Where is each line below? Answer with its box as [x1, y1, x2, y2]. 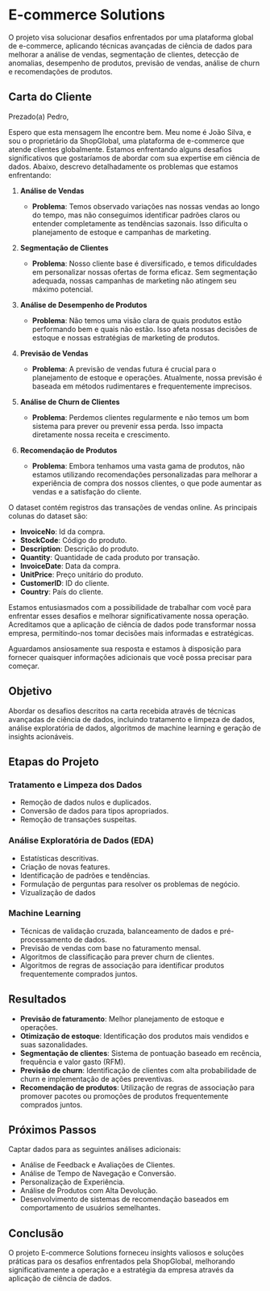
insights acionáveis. [8, 731, 74, 741]
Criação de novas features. [19, 862, 110, 872]
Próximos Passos [8, 1123, 97, 1137]
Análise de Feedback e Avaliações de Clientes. [19, 1160, 176, 1170]
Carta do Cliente [8, 90, 93, 104]
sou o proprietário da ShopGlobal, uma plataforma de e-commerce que [8, 136, 245, 145]
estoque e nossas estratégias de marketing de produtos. [31, 333, 220, 343]
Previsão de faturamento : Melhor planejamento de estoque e [19, 1014, 225, 1024]
